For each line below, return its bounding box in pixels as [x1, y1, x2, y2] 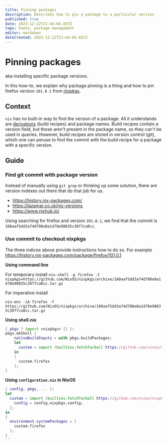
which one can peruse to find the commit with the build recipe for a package [5, 136, 162, 142]
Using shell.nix [5, 317, 37, 323]
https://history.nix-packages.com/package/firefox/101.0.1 [5, 252, 122, 258]
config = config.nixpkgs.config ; [14, 400, 83, 406]
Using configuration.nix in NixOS [5, 377, 76, 383]
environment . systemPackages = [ [9, 419, 77, 424]
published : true [5, 16, 39, 21]
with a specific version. [5, 142, 53, 148]
